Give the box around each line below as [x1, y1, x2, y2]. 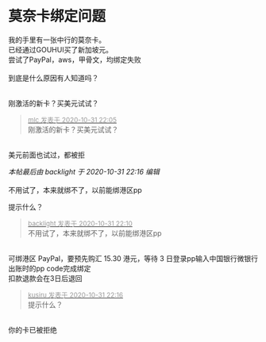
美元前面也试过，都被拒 [8, 150, 85, 159]
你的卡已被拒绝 [8, 325, 57, 334]
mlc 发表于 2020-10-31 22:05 [27, 115, 118, 124]
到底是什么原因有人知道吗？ [8, 73, 99, 83]
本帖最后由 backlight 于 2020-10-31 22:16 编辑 [8, 167, 160, 176]
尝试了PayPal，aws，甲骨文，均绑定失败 [8, 55, 141, 64]
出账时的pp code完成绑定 [8, 263, 91, 273]
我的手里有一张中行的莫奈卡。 [8, 35, 106, 44]
